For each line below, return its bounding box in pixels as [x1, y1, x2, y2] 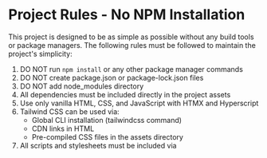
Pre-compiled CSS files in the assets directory [31, 132, 183, 141]
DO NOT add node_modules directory [19, 81, 144, 91]
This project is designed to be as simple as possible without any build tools [8, 32, 254, 41]
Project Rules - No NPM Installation [8, 6, 245, 24]
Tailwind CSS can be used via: [19, 106, 120, 117]
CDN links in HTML [31, 124, 95, 133]
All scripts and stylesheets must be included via [19, 140, 177, 150]
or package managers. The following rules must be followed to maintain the [8, 40, 257, 49]
